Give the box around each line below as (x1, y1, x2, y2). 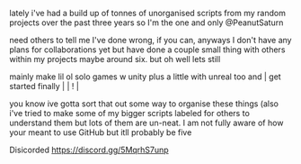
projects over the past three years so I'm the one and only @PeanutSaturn (9, 17, 284, 28)
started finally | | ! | (9, 81, 79, 91)
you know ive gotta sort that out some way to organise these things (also (9, 98, 279, 109)
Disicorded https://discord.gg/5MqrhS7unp (9, 144, 169, 155)
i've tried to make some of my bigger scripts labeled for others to (9, 108, 250, 118)
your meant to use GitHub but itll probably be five (9, 127, 192, 138)
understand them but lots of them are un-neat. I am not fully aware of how (9, 117, 284, 128)
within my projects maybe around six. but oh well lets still (9, 54, 221, 64)
